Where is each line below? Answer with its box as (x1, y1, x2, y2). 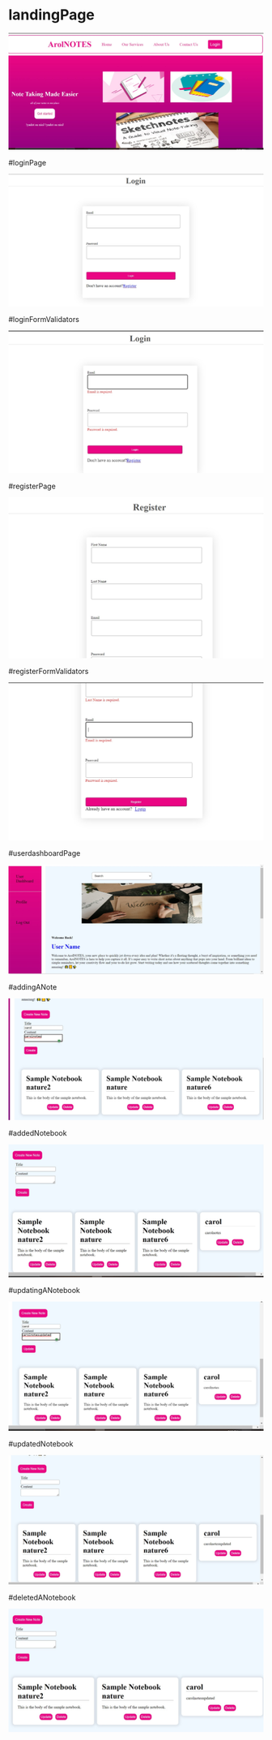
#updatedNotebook (8, 1439, 74, 1449)
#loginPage (8, 157, 47, 167)
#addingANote (8, 982, 57, 992)
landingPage (8, 6, 96, 24)
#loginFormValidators (8, 315, 79, 324)
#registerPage (8, 481, 57, 491)
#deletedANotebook (8, 1592, 76, 1602)
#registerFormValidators (8, 667, 89, 677)
